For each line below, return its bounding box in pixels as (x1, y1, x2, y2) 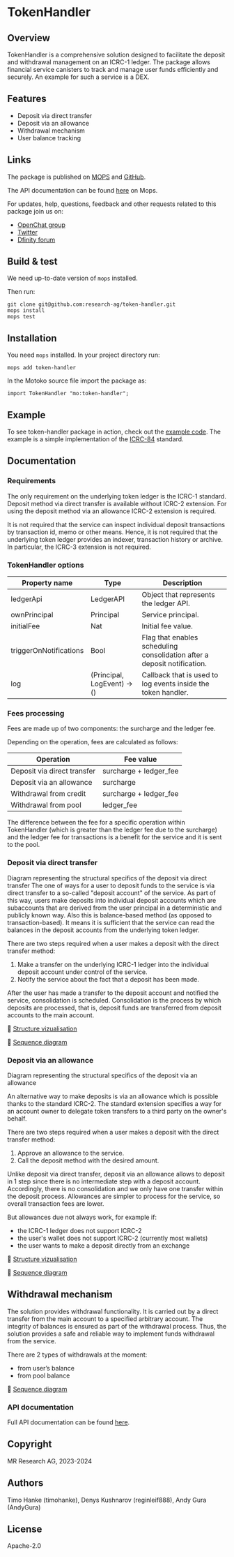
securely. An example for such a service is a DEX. (7, 73, 150, 81)
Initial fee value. (141, 621, 194, 631)
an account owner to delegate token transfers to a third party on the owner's (7, 1107, 227, 1115)
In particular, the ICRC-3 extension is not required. (7, 543, 152, 551)
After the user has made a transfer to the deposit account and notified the (7, 989, 219, 997)
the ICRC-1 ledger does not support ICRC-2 (17, 1226, 142, 1234)
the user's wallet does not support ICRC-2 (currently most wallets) (17, 1234, 208, 1242)
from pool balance (17, 1371, 70, 1380)
